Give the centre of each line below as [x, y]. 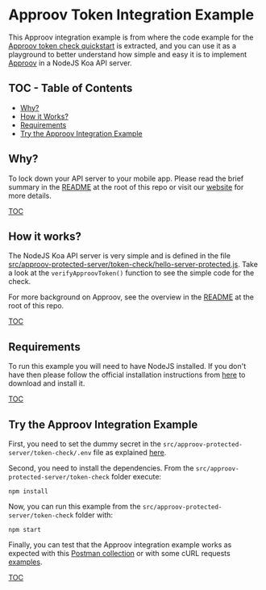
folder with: [94, 515]
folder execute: [137, 477]
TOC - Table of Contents [71, 88]
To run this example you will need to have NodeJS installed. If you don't [127, 366]
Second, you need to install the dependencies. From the [101, 468]
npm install [28, 492]
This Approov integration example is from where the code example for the [131, 37]
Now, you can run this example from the [75, 506]
